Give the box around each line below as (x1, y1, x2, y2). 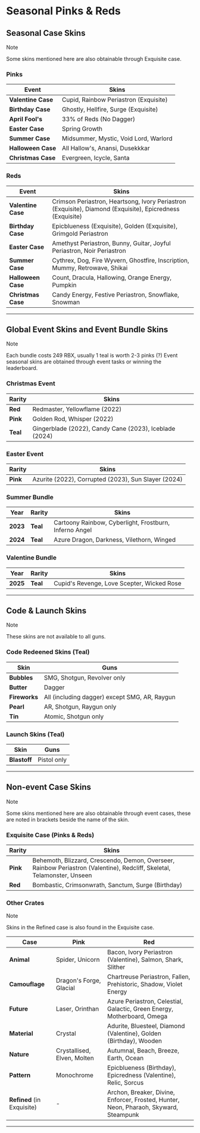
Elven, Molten (55, 1054, 94, 1063)
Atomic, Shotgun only (43, 712, 104, 720)
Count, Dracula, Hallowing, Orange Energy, (52, 273, 171, 282)
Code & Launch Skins (6, 606, 87, 616)
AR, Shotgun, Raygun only (43, 702, 117, 711)
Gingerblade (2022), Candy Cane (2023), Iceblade (32, 424, 176, 433)
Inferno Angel (53, 526, 92, 535)
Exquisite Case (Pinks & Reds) (6, 831, 95, 839)
